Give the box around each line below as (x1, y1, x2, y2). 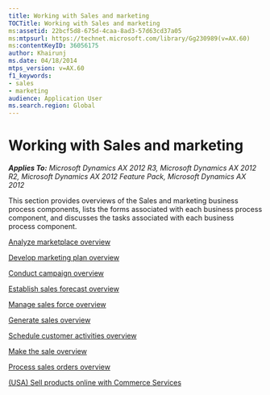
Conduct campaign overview (8, 268, 105, 278)
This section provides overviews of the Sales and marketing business (8, 196, 239, 206)
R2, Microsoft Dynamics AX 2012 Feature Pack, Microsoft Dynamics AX (8, 172, 247, 181)
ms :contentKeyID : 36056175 (8, 42, 99, 50)
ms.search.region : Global (8, 102, 95, 110)
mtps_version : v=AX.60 (8, 64, 85, 73)
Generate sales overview (8, 315, 91, 325)
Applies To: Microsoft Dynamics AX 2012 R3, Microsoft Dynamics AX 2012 (8, 163, 257, 173)
